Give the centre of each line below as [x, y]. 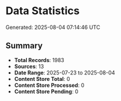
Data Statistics [43, 11]
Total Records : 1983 [39, 60]
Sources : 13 [29, 66]
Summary [24, 46]
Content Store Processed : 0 [49, 85]
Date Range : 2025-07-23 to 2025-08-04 [65, 73]
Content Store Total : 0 [42, 79]
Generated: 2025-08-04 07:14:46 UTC [53, 27]
